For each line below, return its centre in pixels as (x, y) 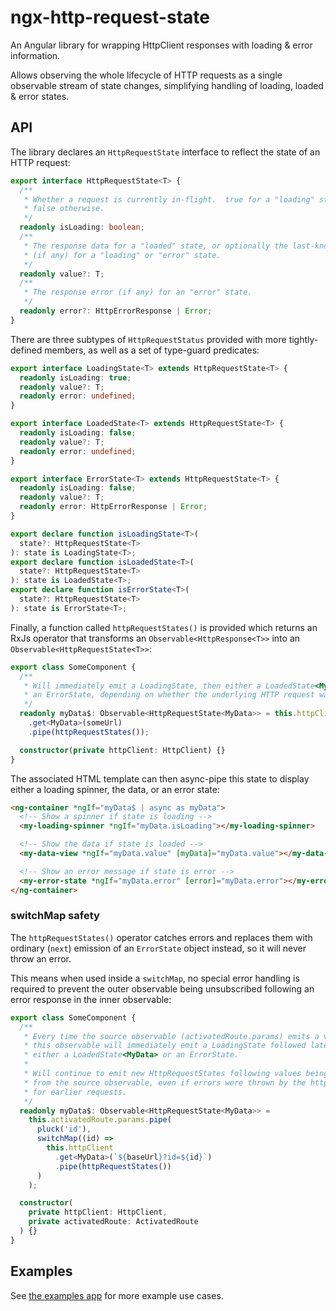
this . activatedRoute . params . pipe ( (100, 1120)
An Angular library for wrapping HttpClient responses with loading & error (161, 45)
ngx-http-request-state (110, 17)
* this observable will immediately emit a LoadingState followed (165, 1046)
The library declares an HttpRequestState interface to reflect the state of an (165, 152)
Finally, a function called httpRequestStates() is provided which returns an (164, 627)
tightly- (303, 339)
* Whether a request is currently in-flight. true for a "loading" (169, 199)
